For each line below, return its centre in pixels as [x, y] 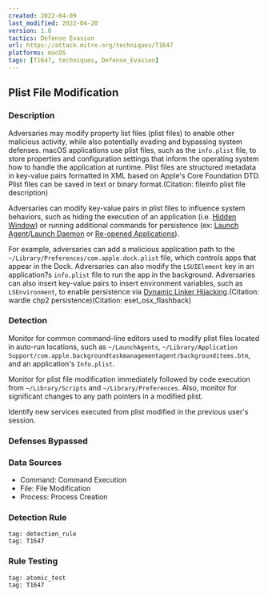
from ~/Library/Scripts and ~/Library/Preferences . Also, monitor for [123, 387]
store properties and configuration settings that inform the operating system [134, 158]
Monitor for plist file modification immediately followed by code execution [129, 379]
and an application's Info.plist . [62, 363]
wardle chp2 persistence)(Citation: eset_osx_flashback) [100, 300]
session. [22, 420]
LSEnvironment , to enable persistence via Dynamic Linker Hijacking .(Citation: [134, 291]
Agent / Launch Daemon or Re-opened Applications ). [94, 234]
